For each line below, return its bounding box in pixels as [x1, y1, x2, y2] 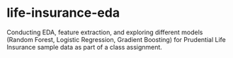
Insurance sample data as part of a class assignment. [6, 43, 162, 51]
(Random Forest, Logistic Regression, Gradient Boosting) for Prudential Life [6, 35, 226, 43]
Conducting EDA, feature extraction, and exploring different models [6, 28, 203, 36]
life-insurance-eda [6, 5, 120, 21]
